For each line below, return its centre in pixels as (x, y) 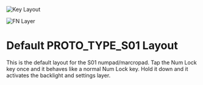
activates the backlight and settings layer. (59, 75)
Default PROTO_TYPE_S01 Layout (92, 46)
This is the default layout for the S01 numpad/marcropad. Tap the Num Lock (101, 62)
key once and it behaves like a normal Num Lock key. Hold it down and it (97, 69)
